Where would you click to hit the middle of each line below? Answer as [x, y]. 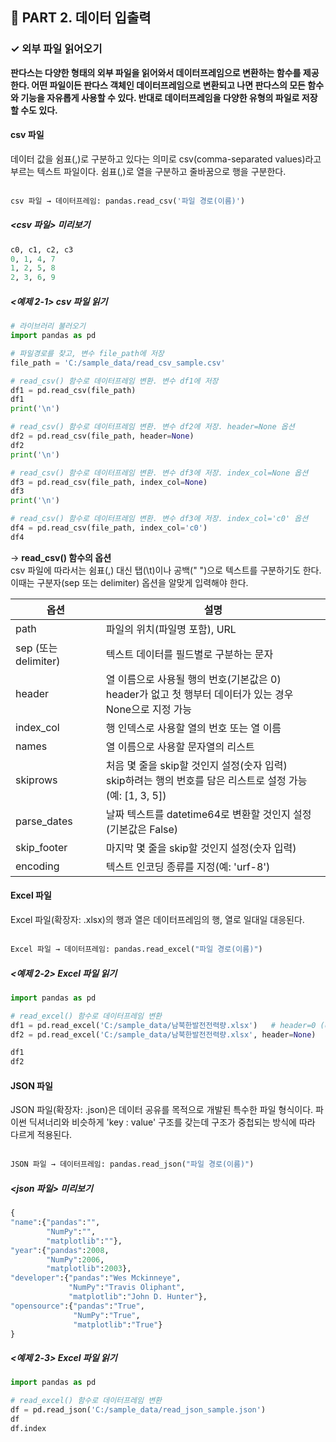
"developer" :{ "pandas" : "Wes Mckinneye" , [96, 1278]
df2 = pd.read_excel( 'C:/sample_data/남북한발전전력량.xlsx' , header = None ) [163, 1034]
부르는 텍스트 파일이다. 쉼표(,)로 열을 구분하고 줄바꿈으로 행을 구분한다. [148, 171]
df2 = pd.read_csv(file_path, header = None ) [102, 436]
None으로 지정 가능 [149, 709]
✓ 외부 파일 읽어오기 [56, 49]
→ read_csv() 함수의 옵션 [61, 557]
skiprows [36, 780]
